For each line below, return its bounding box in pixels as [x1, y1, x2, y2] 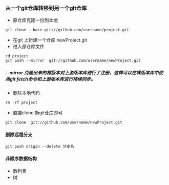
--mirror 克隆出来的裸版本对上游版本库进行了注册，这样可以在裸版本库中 [5, 69, 159, 75]
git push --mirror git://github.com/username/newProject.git [5, 58, 141, 64]
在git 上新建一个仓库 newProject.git [12, 37, 87, 43]
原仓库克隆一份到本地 [12, 17, 58, 24]
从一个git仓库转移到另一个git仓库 [5, 4, 87, 11]
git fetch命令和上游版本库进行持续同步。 [9, 76, 96, 82]
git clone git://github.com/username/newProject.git [5, 120, 123, 125]
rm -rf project [5, 100, 38, 106]
